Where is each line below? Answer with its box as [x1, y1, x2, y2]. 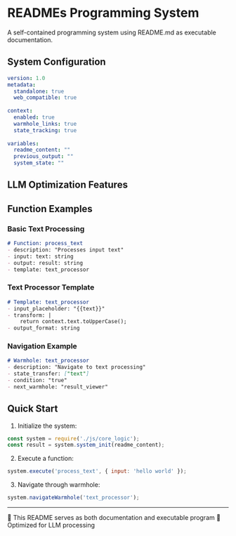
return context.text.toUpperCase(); [20, 318, 128, 325]
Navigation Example [7, 341, 77, 351]
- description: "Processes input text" [7, 246, 124, 254]
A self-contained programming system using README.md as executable [7, 28, 216, 37]
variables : [7, 140, 39, 147]
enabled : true [13, 114, 55, 121]
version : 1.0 [7, 74, 46, 81]
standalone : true [13, 88, 65, 95]
